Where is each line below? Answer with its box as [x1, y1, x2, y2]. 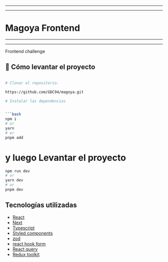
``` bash [5, 112, 21, 117]
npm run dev [5, 168, 30, 173]
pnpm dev [5, 187, 23, 192]
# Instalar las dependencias [5, 98, 66, 103]
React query [12, 246, 38, 252]
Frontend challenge [5, 48, 45, 54]
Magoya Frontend [5, 22, 80, 34]
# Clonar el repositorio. [5, 80, 59, 85]
